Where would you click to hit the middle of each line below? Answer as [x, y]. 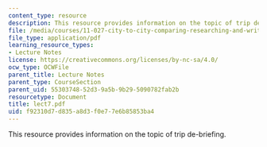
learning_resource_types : [51, 45]
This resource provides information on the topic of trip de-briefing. [117, 134]
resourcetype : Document [48, 97]
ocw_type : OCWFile [39, 68]
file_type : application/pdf [55, 38]
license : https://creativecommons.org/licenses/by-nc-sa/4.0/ [113, 60]
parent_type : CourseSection [55, 82]
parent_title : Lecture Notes [56, 75]
